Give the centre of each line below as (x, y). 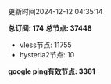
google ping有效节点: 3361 (52, 71)
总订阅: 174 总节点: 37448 (50, 28)
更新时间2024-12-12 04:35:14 (55, 11)
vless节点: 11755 (45, 45)
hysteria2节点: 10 (47, 55)
